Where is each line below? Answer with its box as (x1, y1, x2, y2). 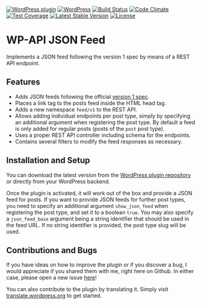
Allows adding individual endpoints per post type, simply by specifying (14, 112, 191, 119)
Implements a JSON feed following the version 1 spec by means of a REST (6, 53, 190, 60)
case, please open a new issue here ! (6, 274, 97, 281)
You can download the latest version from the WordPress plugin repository (6, 171, 191, 178)
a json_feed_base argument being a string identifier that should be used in (6, 215, 190, 222)
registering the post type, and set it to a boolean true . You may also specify (6, 209, 194, 216)
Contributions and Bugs (6, 245, 97, 256)
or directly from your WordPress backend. (6, 178, 110, 185)
